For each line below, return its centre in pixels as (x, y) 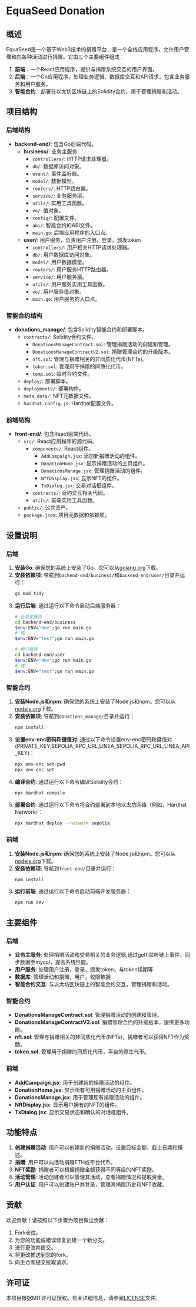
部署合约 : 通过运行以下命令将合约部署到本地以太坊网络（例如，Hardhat (101, 805)
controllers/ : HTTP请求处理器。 (72, 159)
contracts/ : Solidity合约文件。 (60, 337)
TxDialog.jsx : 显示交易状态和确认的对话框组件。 (73, 1112)
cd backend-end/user (40, 655)
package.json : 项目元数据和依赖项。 (67, 515)
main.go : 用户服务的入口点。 (66, 298)
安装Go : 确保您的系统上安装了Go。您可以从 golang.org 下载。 (88, 567)
